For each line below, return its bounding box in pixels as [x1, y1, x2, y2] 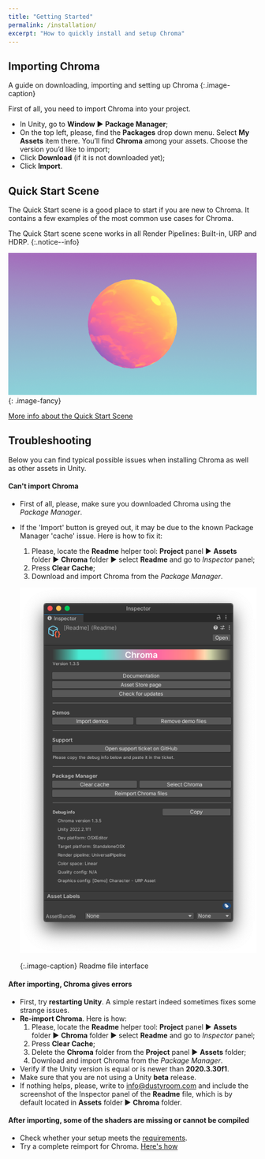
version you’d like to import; [19, 144, 110, 154]
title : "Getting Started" [8, 13, 93, 21]
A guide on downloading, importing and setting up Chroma [8, 80, 199, 90]
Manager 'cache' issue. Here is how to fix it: [19, 531, 163, 540]
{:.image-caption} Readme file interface [19, 961, 149, 970]
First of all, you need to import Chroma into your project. [8, 104, 191, 114]
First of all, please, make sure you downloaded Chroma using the [19, 499, 231, 509]
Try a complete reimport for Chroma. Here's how [19, 1141, 178, 1151]
